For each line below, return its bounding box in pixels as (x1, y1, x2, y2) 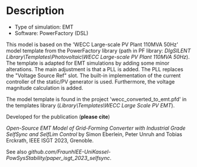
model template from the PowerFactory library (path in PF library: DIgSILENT (6, 47, 191, 54)
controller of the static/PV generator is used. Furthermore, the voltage (6, 78, 175, 85)
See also (6, 148, 28, 155)
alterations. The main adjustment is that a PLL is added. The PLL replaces (6, 65, 184, 72)
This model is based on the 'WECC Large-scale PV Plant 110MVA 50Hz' (6, 41, 179, 48)
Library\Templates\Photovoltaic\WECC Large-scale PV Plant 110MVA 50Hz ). (6, 53, 190, 60)
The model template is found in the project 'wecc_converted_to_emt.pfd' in (6, 95, 187, 103)
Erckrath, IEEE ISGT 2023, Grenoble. (6, 137, 94, 144)
